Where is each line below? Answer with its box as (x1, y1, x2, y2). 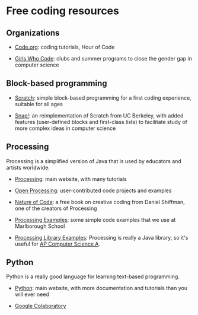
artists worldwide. (6, 164, 50, 171)
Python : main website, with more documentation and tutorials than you (14, 285, 188, 292)
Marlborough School (14, 222, 65, 230)
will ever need (14, 291, 49, 298)
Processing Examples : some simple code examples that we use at (14, 216, 176, 223)
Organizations (6, 28, 60, 38)
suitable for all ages (14, 100, 63, 107)
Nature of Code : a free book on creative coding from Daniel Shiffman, (14, 198, 185, 205)
